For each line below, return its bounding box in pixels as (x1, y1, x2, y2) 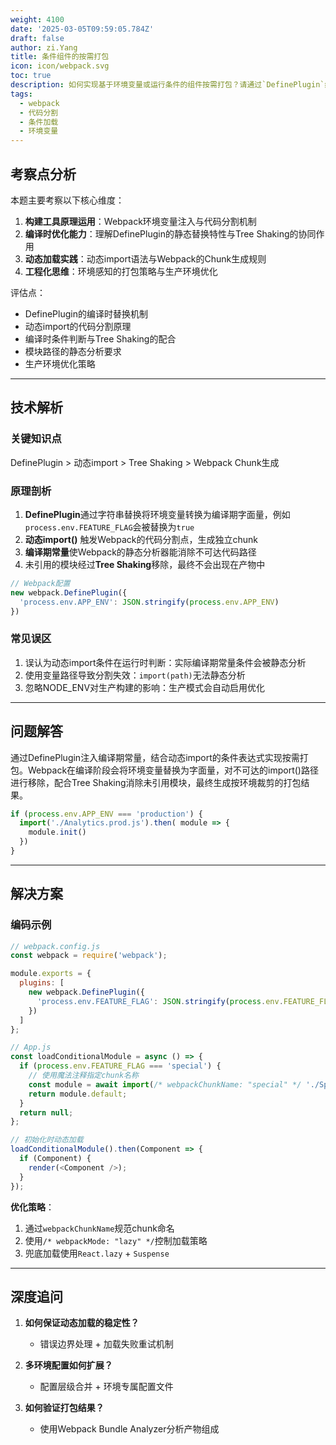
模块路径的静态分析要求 (24, 345, 122, 357)
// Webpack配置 (10, 578, 71, 588)
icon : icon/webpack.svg (10, 61, 110, 71)
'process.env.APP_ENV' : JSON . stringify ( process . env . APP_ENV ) (19, 597, 280, 607)
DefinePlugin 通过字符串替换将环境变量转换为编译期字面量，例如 (24, 508, 291, 520)
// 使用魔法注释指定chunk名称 (28, 1071, 139, 1081)
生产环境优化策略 (24, 357, 96, 370)
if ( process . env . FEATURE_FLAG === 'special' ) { (19, 1061, 222, 1071)
